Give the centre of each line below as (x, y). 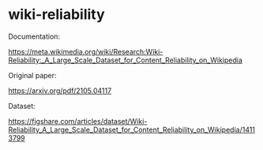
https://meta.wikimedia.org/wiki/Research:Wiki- (86, 51)
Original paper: (32, 75)
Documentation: (34, 36)
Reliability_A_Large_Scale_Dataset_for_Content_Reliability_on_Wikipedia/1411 (131, 129)
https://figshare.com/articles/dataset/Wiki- (78, 121)
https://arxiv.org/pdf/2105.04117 (60, 90)
